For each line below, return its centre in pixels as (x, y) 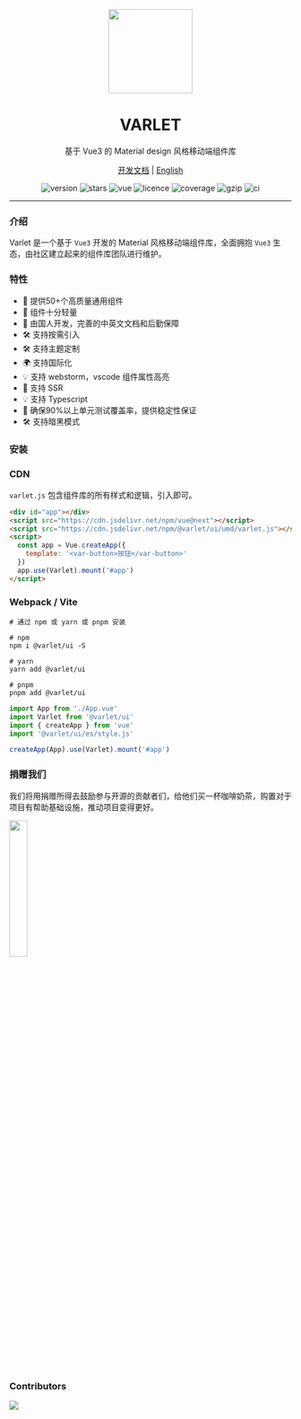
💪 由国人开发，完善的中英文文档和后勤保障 (100, 323)
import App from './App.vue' (64, 709)
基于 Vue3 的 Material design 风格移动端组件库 (150, 151)
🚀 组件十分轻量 (50, 312)
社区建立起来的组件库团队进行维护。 (99, 254)
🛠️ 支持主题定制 (51, 348)
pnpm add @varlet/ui (48, 692)
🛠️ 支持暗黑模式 (51, 421)
